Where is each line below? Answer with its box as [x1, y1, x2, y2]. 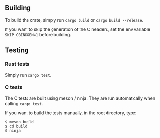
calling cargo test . [5, 100, 43, 106]
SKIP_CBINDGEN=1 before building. [5, 31, 71, 37]
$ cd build [5, 124, 27, 129]
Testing [5, 46, 29, 55]
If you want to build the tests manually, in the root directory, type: [5, 110, 137, 116]
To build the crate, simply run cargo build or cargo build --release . [5, 17, 144, 23]
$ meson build [5, 119, 34, 124]
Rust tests [5, 61, 30, 68]
